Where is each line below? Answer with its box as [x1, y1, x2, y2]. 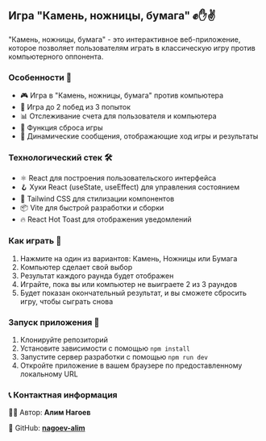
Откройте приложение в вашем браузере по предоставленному [19, 360, 243, 370]
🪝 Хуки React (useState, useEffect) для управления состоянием [19, 182, 240, 192]
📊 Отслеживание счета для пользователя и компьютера [19, 111, 217, 121]
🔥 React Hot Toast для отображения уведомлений [19, 214, 192, 224]
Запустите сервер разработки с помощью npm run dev [19, 352, 208, 361]
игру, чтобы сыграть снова [19, 296, 114, 306]
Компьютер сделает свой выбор [19, 262, 133, 272]
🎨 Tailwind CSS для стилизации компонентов [19, 194, 175, 204]
